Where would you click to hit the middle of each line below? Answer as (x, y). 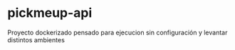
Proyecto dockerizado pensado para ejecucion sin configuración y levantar (117, 32)
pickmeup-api (50, 13)
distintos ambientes (36, 39)
